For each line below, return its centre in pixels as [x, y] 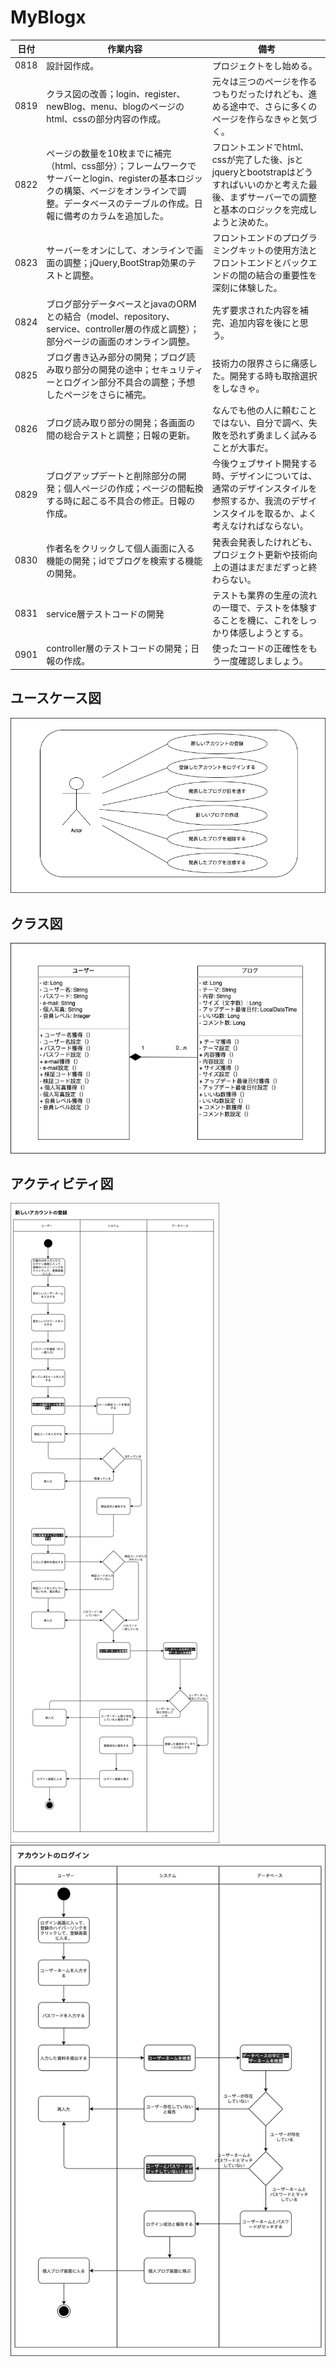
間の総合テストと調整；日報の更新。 [121, 435]
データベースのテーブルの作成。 [129, 203]
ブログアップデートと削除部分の [112, 476]
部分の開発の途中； [112, 369]
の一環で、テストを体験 [260, 607]
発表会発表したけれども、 [264, 542]
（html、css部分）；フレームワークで [121, 166]
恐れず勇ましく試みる [273, 435]
